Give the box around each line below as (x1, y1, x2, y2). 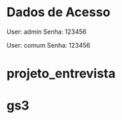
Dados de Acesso (6, 4, 111, 20)
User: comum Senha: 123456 (6, 41, 90, 49)
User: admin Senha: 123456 (6, 27, 87, 36)
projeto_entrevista (6, 66, 116, 81)
